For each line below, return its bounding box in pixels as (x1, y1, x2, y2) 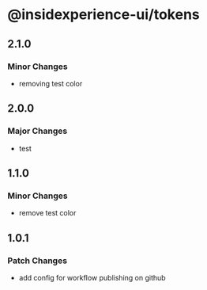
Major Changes (7, 125, 68, 136)
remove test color (18, 208, 77, 218)
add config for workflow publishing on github (18, 273, 167, 282)
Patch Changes (7, 255, 68, 266)
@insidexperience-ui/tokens (7, 6, 201, 24)
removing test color (18, 78, 83, 88)
